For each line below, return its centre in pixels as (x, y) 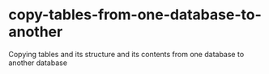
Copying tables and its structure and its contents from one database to (126, 54)
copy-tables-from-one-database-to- (135, 15)
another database (38, 63)
